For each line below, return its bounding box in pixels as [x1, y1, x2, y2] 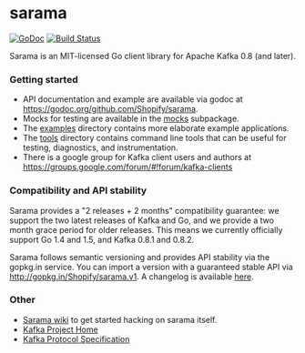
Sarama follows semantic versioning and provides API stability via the [9, 251, 270, 262]
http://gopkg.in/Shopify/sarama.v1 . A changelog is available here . [9, 271, 254, 282]
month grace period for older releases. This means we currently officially [9, 224, 283, 235]
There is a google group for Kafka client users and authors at [22, 152, 252, 163]
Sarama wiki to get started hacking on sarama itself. [22, 314, 218, 325]
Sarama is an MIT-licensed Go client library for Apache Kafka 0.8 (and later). [9, 50, 296, 61]
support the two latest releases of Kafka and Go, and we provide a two [9, 215, 275, 226]
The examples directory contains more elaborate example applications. [22, 123, 290, 134]
